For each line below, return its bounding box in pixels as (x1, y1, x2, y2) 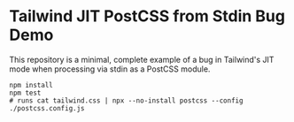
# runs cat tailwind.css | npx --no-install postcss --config (9, 95, 244, 105)
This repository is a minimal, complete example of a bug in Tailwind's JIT (9, 54, 275, 65)
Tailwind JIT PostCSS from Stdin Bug (9, 6, 286, 27)
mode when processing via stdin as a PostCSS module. (9, 64, 211, 74)
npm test (9, 88, 42, 97)
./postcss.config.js (9, 103, 86, 112)
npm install (9, 80, 53, 89)
